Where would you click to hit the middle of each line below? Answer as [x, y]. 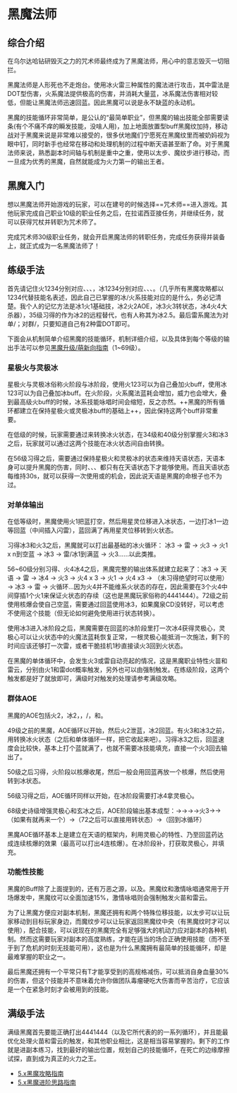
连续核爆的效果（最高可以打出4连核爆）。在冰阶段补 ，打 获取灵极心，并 [116, 843]
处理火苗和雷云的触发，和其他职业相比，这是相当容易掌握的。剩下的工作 [124, 1041]
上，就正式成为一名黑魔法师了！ [54, 246]
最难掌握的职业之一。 [38, 956]
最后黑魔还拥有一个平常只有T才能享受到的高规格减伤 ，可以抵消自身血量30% [118, 972]
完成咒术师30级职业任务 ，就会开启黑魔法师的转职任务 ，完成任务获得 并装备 [116, 236]
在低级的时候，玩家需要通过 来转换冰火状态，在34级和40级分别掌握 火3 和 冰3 [118, 434]
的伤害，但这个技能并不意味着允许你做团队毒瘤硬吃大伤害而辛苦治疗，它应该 [119, 980]
